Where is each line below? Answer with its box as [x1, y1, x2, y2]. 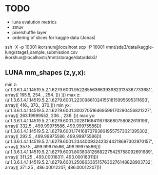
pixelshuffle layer [12, 29, 47, 35]
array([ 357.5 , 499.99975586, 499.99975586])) [5, 143, 101, 149]
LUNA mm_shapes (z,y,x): [5, 69, 86, 77]
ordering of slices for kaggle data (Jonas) [12, 35, 96, 40]
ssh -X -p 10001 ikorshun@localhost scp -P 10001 [5, 44, 105, 50]
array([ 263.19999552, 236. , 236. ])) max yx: [5, 113, 96, 118]
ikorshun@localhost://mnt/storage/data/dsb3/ [5, 54, 98, 60]
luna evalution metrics [12, 19, 57, 25]
